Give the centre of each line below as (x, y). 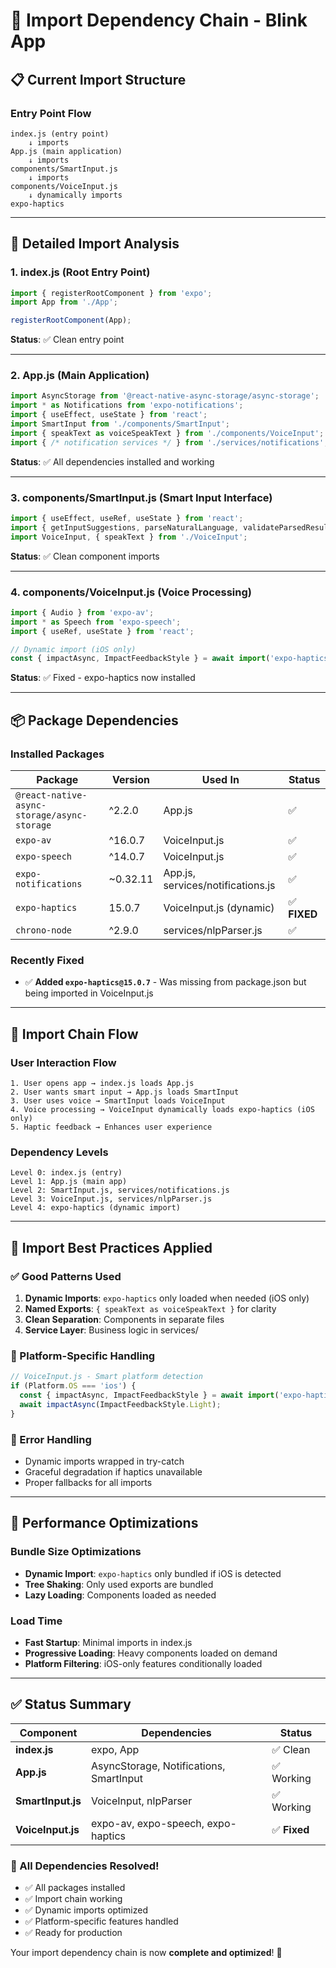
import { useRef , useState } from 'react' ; (102, 631)
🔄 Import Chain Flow (74, 1034)
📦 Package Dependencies (94, 720)
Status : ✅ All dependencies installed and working (112, 461)
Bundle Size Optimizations (76, 1552)
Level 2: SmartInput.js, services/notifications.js (120, 1190)
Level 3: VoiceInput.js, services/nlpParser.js (111, 1199)
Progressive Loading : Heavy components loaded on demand (151, 1653)
